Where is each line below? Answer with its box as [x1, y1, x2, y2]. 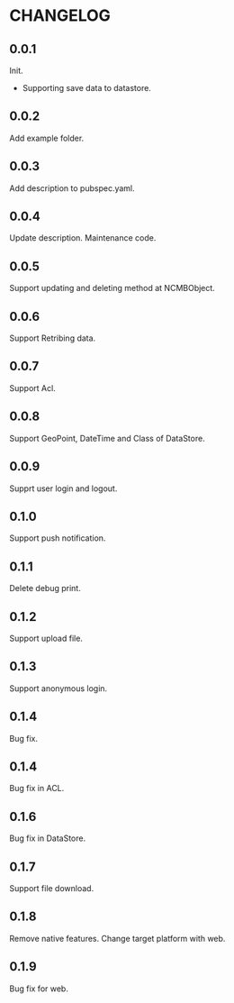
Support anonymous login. [9, 682, 108, 694]
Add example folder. [9, 132, 85, 143]
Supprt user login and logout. [9, 483, 118, 494]
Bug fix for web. [9, 983, 69, 994]
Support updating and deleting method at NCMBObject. [9, 283, 216, 294]
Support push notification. [9, 533, 106, 543]
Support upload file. [9, 633, 84, 643]
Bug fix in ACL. [9, 783, 65, 794]
